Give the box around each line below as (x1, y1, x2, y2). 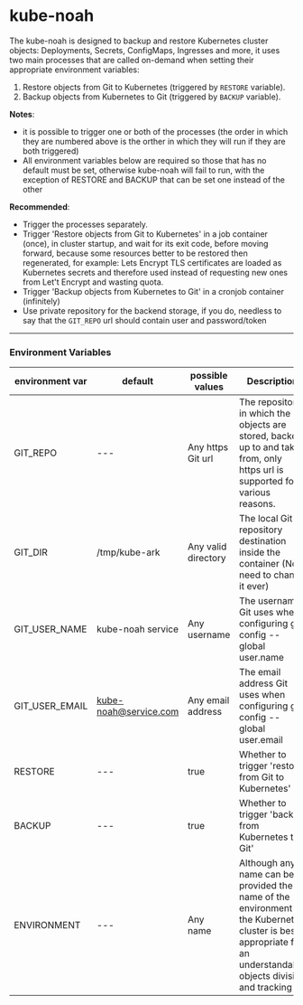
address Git (238, 677, 289, 690)
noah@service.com (96, 706, 179, 719)
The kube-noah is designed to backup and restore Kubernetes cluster (9, 35, 269, 46)
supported (238, 475, 284, 488)
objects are (238, 418, 287, 431)
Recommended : (9, 201, 70, 212)
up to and (238, 441, 280, 454)
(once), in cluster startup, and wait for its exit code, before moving (22, 238, 269, 249)
